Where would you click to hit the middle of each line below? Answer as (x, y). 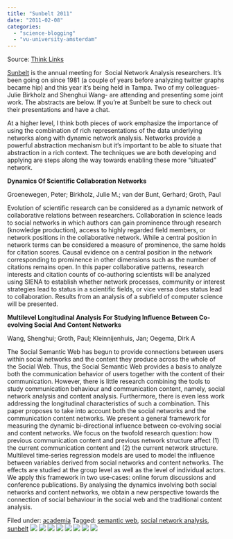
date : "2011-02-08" (35, 20)
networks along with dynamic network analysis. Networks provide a (104, 138)
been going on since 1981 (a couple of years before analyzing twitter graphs (116, 80)
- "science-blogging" (45, 33)
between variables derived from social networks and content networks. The (115, 462)
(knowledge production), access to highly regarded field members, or (106, 230)
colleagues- (203, 88)
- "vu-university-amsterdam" (55, 40)
